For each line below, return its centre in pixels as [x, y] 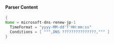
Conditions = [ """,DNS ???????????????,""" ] [60, 32]
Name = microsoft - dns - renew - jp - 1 [41, 23]
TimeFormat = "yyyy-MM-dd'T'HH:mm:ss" [51, 27]
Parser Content [22, 7]
